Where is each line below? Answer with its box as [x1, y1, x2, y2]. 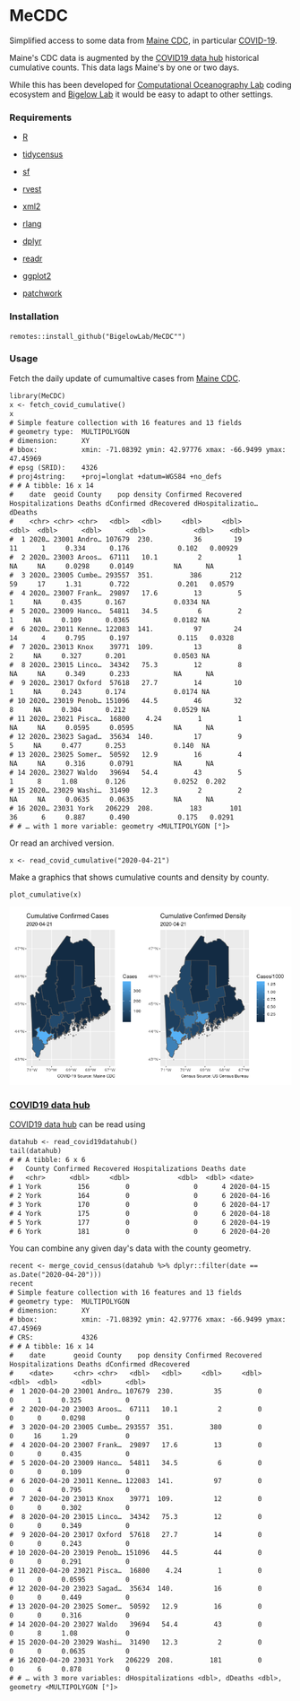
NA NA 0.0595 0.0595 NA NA [9, 723, 215, 732]
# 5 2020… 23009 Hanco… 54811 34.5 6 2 [9, 606, 243, 615]
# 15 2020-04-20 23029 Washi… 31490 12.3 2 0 [9, 1638, 262, 1647]
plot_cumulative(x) [9, 890, 82, 899]
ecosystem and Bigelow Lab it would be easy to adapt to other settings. [9, 89, 273, 100]
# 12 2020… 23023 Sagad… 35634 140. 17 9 [9, 732, 243, 741]
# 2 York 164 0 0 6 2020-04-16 [9, 1192, 270, 1201]
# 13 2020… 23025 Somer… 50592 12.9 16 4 [9, 750, 243, 759]
